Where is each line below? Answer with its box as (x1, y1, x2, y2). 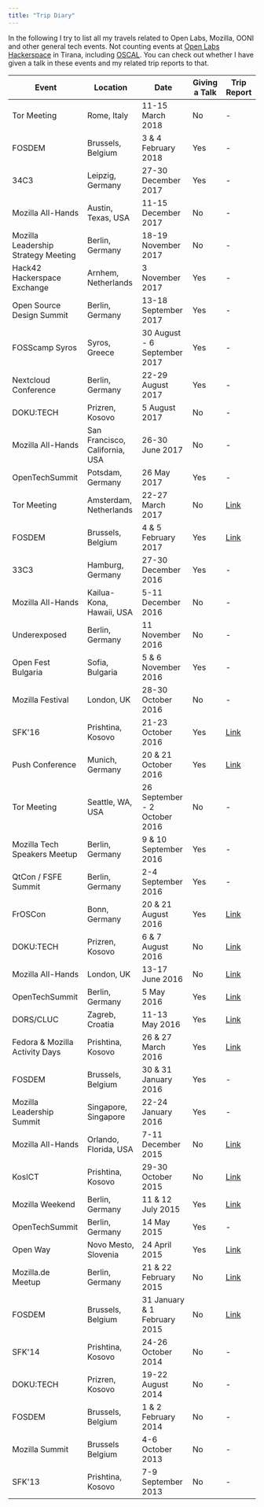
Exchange (12, 282, 49, 293)
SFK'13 (12, 1476, 41, 1487)
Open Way (12, 1244, 51, 1255)
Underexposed (12, 629, 67, 640)
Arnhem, (86, 267, 119, 278)
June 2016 (141, 973, 183, 984)
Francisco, (86, 434, 126, 445)
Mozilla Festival (12, 694, 69, 705)
